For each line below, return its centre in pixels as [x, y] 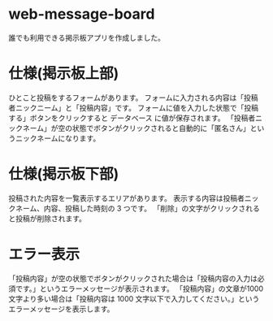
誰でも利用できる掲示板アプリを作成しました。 [87, 37]
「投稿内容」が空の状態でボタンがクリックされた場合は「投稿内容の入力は [133, 278]
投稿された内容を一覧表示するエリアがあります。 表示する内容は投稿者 [127, 198]
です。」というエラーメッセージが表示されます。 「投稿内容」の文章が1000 [139, 288]
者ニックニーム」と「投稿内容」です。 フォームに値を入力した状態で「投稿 [133, 107]
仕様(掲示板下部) [64, 174]
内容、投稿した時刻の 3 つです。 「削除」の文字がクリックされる [152, 208]
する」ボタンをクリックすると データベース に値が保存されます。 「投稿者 [132, 118]
